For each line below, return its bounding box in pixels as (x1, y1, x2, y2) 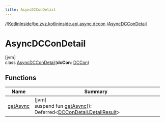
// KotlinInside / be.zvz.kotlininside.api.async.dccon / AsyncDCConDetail (5, 21, 147, 27)
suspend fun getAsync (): (34, 103, 92, 110)
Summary (84, 88, 108, 95)
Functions (5, 73, 37, 82)
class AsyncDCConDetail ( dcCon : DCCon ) (5, 60, 90, 65)
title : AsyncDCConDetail (5, 7, 56, 12)
